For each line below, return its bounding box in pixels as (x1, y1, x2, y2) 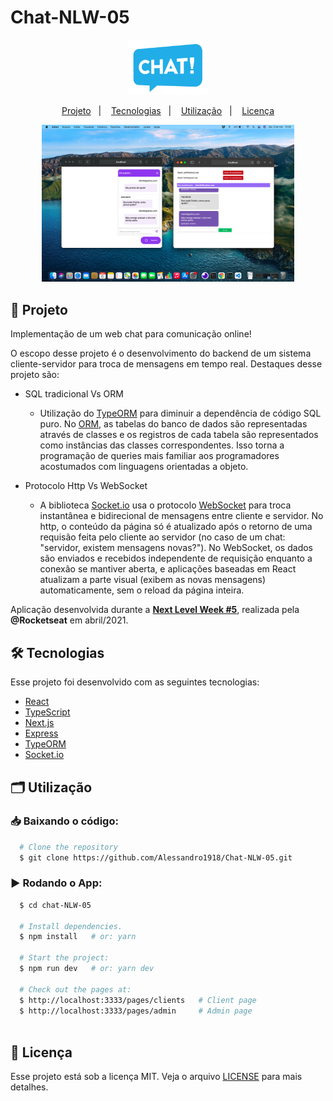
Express (24, 727, 59, 740)
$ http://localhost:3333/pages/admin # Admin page (19, 1006, 253, 1016)
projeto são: (10, 369, 60, 381)
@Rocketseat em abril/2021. (10, 614, 129, 626)
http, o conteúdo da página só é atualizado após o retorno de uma (39, 521, 313, 533)
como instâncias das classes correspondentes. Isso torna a (39, 439, 285, 451)
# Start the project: (19, 953, 110, 963)
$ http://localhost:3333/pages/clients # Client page (19, 995, 257, 1005)
